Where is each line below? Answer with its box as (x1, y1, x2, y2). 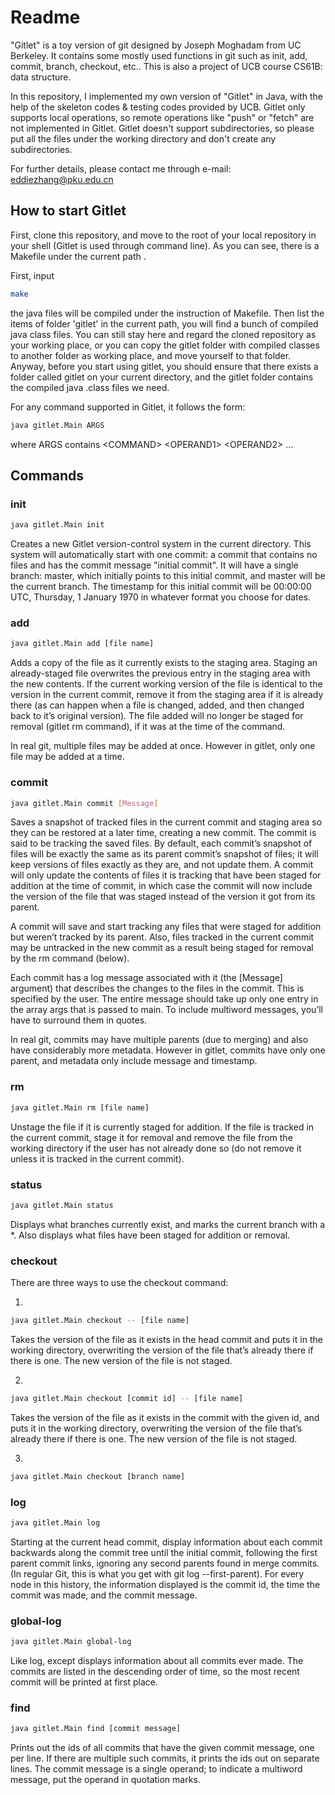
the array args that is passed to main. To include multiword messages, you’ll (10, 1004, 323, 1016)
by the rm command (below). (10, 952, 130, 965)
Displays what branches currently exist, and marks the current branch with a (10, 1218, 326, 1230)
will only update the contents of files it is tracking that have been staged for (10, 869, 322, 881)
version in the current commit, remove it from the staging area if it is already (10, 689, 324, 701)
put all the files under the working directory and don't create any (10, 132, 277, 145)
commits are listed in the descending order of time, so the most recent (10, 1666, 300, 1678)
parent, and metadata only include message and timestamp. (10, 1055, 258, 1067)
